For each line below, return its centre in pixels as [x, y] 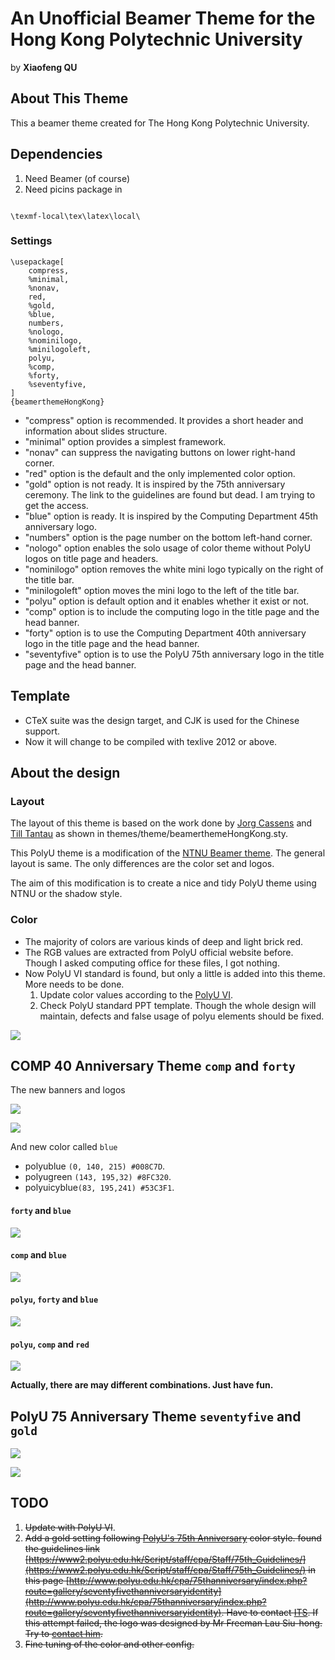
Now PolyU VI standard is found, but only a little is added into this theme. [175, 973]
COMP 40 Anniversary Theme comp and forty [153, 1066]
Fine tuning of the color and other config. [109, 1644]
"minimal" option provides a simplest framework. [125, 441]
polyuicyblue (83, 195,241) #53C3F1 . [99, 1188]
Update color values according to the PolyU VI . [136, 994]
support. [42, 731]
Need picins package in [73, 189]
